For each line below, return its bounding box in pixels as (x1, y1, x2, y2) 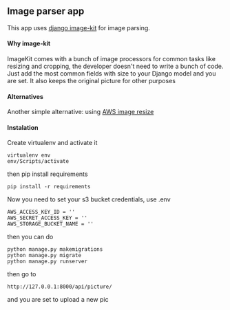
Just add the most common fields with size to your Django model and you (7, 69, 216, 78)
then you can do (7, 233, 54, 241)
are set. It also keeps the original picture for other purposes (7, 77, 176, 85)
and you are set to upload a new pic (7, 296, 109, 304)
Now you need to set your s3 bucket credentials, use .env (7, 195, 171, 203)
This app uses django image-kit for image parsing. (7, 23, 150, 32)
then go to (7, 270, 36, 278)
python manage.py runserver (7, 258, 88, 265)
